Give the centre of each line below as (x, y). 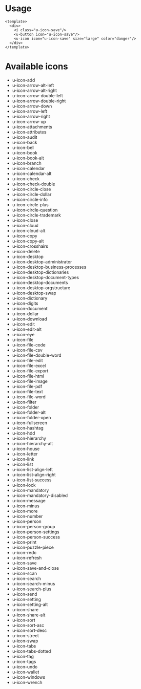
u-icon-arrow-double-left (38, 95)
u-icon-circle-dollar (32, 194)
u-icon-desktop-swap (34, 293)
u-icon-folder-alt (29, 412)
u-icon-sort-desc (30, 630)
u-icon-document (30, 308)
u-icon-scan (25, 573)
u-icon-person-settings (36, 532)
